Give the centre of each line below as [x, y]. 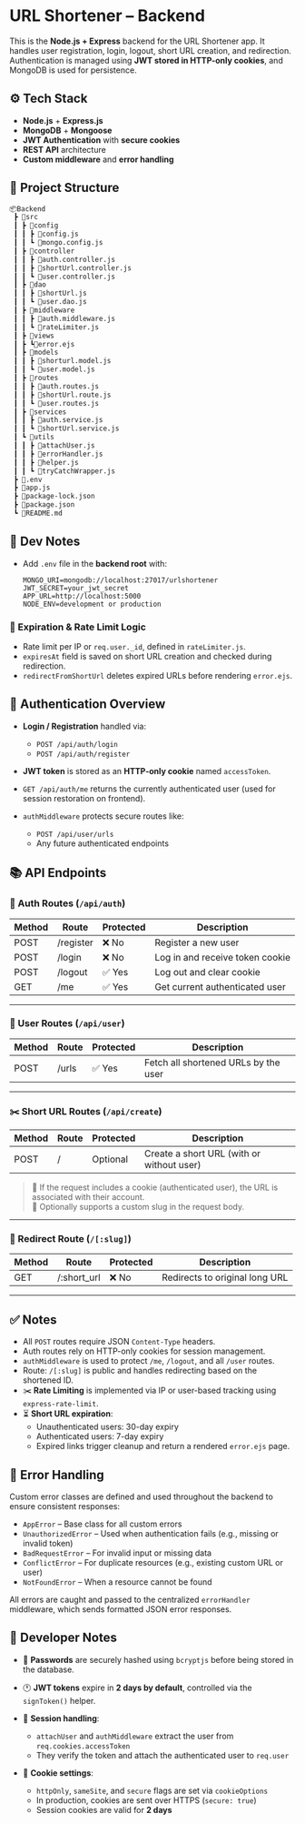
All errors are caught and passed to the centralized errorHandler [130, 1600]
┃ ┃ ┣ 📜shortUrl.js [50, 293]
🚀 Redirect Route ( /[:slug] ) [70, 1239]
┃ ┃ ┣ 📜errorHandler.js [58, 454]
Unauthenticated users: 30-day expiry [108, 1427]
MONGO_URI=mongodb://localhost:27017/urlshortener [120, 580]
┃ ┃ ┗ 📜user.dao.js [50, 302]
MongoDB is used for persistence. [74, 70]
